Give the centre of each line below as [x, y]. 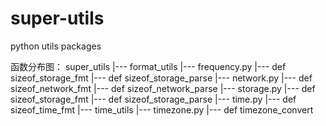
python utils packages [56, 46]
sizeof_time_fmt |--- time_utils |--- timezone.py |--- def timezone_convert [162, 109]
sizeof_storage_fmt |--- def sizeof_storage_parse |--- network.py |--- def [161, 78]
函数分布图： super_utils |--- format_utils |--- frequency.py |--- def [148, 66]
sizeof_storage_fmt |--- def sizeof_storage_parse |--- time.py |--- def [153, 99]
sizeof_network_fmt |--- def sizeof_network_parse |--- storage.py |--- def [163, 88]
